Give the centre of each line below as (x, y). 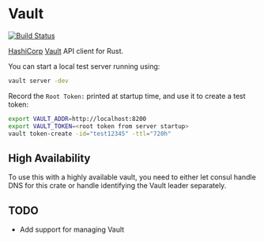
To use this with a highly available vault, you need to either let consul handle (132, 177)
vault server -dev (38, 81)
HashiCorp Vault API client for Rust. (66, 51)
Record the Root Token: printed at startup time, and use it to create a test (127, 96)
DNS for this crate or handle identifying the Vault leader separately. (117, 186)
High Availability (49, 158)
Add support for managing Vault (72, 229)
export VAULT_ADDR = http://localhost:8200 (77, 119)
